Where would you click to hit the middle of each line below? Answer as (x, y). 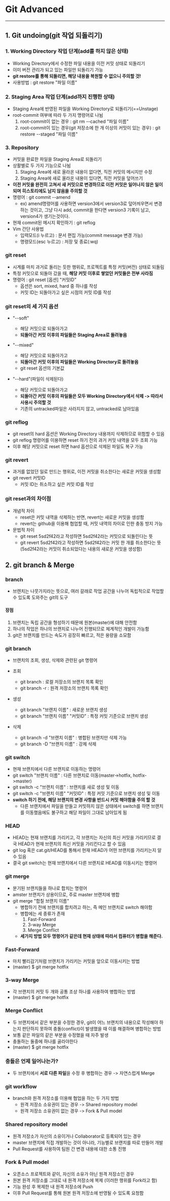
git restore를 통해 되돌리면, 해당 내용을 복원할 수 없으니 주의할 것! (77, 76)
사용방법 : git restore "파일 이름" (45, 82)
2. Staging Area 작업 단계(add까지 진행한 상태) (60, 96)
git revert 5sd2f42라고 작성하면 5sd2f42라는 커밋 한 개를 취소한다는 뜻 (91, 542)
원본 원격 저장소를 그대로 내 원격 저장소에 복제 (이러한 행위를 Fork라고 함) (85, 1180)
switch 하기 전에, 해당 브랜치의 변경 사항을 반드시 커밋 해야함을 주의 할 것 (84, 800)
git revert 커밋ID (29, 478)
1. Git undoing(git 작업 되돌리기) (54, 36)
